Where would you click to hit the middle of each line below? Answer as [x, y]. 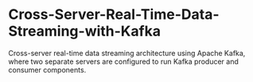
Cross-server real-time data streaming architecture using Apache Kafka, [127, 53]
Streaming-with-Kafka [85, 31]
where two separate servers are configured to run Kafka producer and [123, 61]
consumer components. [47, 69]
